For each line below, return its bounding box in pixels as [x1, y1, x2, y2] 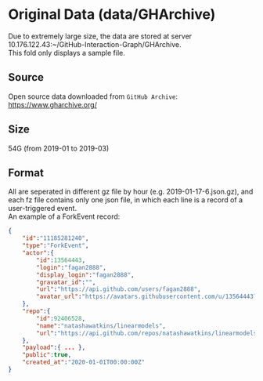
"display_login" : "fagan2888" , [36, 270, 135, 279]
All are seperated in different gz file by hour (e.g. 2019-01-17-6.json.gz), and [8, 187, 254, 197]
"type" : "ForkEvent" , [22, 241, 89, 250]
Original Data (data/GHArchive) [8, 5, 216, 24]
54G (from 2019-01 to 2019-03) [8, 143, 110, 153]
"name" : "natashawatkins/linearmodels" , [36, 321, 167, 330]
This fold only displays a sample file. [8, 48, 125, 57]
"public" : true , [22, 351, 72, 359]
